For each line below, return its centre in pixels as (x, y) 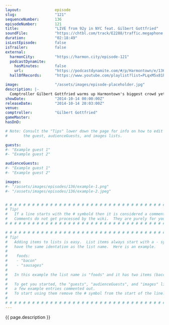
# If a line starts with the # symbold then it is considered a (76, 214)
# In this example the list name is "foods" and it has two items (78, 275)
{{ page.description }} (28, 317)
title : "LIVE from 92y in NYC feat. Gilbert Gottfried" (82, 29)
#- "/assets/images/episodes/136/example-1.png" (57, 186)
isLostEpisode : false (36, 43)
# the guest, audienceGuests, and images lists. (64, 136)
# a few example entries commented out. (50, 289)
